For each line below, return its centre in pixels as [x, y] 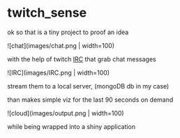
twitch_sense [47, 13]
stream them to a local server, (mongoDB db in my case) [88, 86]
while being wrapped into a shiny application [72, 126]
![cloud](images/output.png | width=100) [66, 113]
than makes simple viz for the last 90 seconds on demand [90, 100]
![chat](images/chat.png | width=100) [61, 45]
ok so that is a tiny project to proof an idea [68, 32]
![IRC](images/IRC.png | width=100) [59, 72]
